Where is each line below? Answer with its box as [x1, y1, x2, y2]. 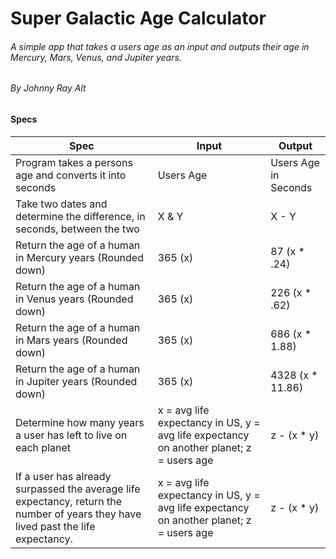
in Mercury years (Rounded [15, 250, 144, 264]
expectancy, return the [15, 494, 122, 508]
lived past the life [15, 519, 96, 533]
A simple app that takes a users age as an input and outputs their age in [10, 40, 310, 52]
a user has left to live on [15, 428, 128, 442]
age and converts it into [15, 168, 127, 182]
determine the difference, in [15, 209, 146, 223]
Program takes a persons [15, 155, 133, 169]
